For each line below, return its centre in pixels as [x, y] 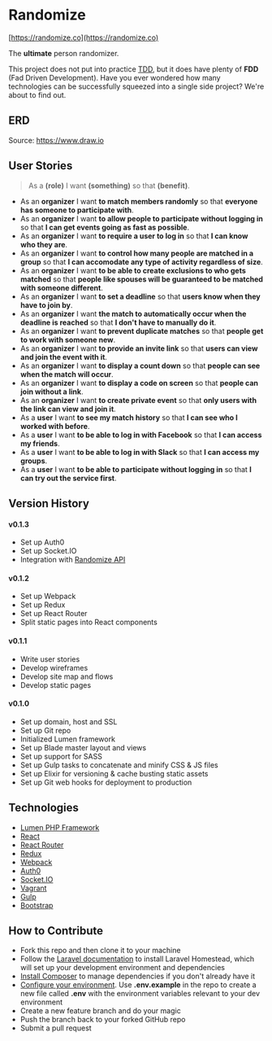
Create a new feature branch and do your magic [100, 1011]
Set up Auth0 [42, 542]
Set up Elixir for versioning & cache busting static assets [114, 773]
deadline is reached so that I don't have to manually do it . [118, 322]
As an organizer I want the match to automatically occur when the [133, 313]
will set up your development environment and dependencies [123, 968]
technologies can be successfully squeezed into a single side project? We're [136, 86]
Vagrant [33, 888]
